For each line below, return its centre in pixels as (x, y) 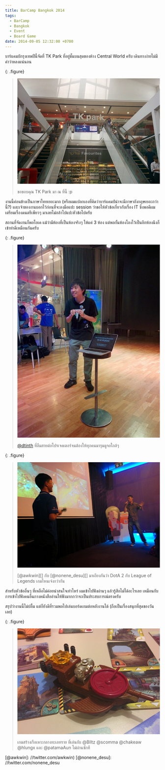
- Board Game (23, 36)
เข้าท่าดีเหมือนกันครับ (22, 228)
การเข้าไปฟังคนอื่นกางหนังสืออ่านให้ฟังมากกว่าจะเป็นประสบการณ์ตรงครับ (63, 596)
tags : (11, 15)
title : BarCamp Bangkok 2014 (35, 10)
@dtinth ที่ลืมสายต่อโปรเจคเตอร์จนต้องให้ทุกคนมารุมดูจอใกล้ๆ (68, 445)
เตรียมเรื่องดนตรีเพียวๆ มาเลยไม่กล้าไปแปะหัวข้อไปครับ (49, 213)
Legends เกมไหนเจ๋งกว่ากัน (41, 581)
